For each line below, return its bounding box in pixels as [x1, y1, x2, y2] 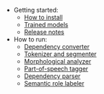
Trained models [23, 21, 69, 28]
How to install [23, 13, 63, 21]
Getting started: [13, 6, 59, 14]
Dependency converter [23, 43, 90, 50]
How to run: [13, 35, 48, 44]
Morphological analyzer [23, 57, 92, 65]
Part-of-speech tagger [23, 65, 88, 73]
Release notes [23, 28, 65, 36]
